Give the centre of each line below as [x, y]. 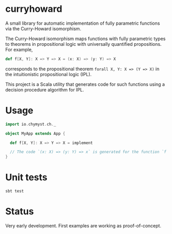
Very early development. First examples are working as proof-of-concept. [83, 226]
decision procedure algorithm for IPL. [45, 89]
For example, [19, 49]
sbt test [15, 191]
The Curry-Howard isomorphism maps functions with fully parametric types [85, 39]
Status [20, 212]
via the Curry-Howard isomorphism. [43, 28]
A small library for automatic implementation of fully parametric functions [83, 23]
